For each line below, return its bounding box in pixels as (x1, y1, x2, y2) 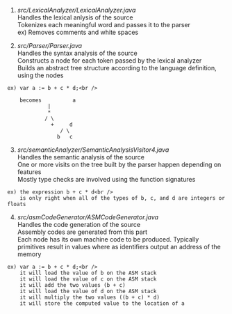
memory (17, 250, 42, 258)
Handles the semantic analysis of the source (17, 153, 144, 161)
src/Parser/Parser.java (17, 42, 82, 49)
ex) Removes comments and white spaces (17, 28, 139, 36)
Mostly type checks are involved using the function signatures (17, 175, 196, 183)
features (17, 168, 42, 176)
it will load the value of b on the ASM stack (19, 269, 157, 276)
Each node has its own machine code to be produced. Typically (17, 235, 199, 243)
